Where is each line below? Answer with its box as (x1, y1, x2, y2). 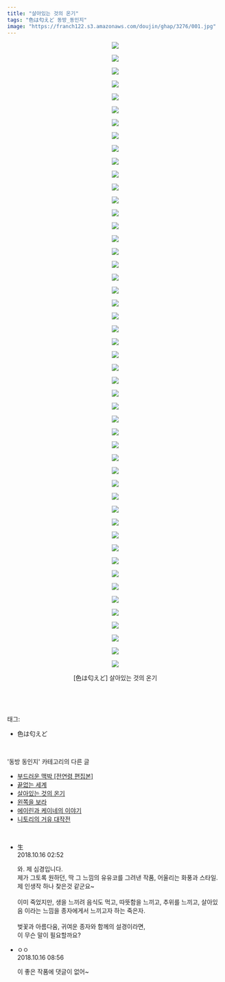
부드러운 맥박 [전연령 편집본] (16, 772, 94, 781)
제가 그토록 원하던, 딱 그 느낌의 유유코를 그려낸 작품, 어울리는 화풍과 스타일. (16, 873, 218, 882)
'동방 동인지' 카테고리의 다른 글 (7, 757, 90, 766)
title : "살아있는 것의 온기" (7, 10, 79, 17)
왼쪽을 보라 (16, 798, 47, 806)
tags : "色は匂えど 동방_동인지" (7, 16, 87, 23)
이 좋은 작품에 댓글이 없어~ (16, 968, 89, 976)
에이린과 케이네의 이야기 (16, 807, 82, 815)
